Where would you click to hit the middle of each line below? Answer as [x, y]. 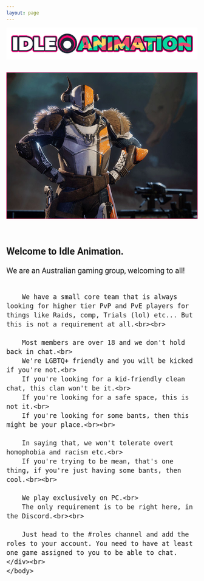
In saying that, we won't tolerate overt [98, 443]
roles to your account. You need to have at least [100, 543]
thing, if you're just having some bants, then [94, 470]
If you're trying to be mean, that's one [98, 461]
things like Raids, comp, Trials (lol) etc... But [100, 315]
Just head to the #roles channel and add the [105, 534]
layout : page [23, 13]
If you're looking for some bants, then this [105, 415]
